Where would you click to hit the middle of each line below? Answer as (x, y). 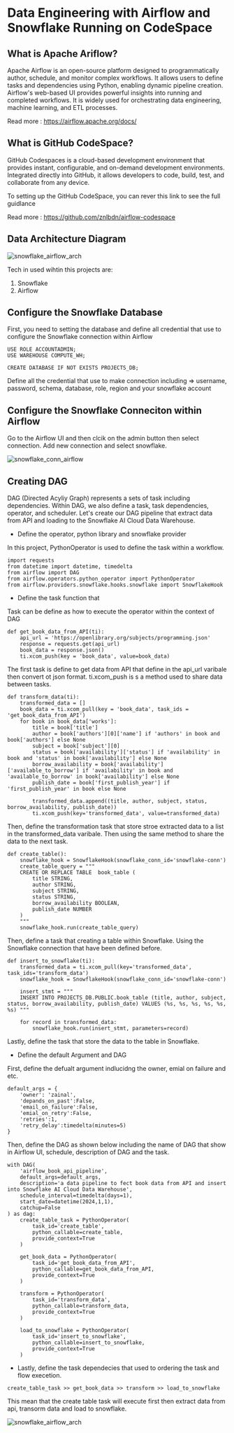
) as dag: (22, 1214)
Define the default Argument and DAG (72, 1055)
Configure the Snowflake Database (85, 313)
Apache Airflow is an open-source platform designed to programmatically (113, 70)
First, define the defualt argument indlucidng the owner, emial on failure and (117, 1069)
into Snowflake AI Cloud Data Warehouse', (70, 1190)
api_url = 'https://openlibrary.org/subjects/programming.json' (115, 638)
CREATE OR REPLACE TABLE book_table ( (78, 873)
